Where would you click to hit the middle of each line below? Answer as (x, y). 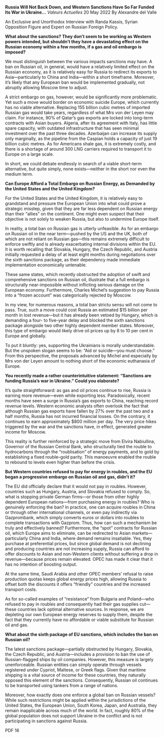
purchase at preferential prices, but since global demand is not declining (78, 543)
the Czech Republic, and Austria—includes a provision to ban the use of (78, 654)
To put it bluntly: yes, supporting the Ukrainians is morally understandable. (80, 345)
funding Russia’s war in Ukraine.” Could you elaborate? (62, 381)
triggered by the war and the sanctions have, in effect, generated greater (79, 427)
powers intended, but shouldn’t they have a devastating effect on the (77, 42)
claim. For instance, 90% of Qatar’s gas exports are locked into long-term (79, 118)
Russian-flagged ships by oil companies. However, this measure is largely (79, 659)
